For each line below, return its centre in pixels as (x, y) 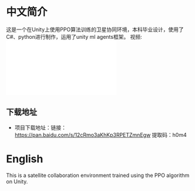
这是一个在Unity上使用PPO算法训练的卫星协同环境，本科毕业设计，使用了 (95, 29)
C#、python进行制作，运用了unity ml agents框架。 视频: (74, 36)
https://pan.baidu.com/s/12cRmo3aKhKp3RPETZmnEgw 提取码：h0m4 (100, 135)
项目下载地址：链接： (40, 128)
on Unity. (17, 181)
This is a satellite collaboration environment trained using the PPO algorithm (98, 175)
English (25, 159)
